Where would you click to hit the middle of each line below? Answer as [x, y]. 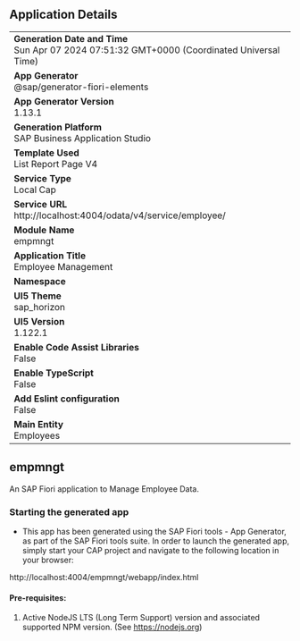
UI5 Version [39, 321]
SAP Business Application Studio [83, 138]
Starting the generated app [69, 511]
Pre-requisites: [38, 597]
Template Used [47, 153]
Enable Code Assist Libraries [77, 347]
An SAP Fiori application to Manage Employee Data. [104, 489]
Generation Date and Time [71, 38]
